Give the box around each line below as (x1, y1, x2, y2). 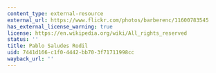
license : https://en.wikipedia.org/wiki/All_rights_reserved (7, 29, 188, 37)
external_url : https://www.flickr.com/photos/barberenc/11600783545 (7, 17, 209, 24)
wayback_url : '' (7, 56, 54, 63)
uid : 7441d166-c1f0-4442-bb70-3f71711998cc (7, 49, 135, 56)
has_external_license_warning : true (7, 23, 113, 30)
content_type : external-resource (7, 10, 104, 17)
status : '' (7, 36, 39, 43)
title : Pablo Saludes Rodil (7, 42, 89, 49)
